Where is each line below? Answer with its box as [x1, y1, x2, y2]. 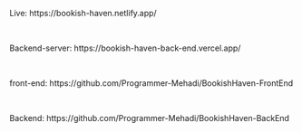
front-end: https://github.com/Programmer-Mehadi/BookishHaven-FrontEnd [9, 78, 294, 89]
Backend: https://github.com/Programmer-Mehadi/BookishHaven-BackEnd [9, 113, 290, 123]
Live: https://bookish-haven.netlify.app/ [9, 8, 157, 18]
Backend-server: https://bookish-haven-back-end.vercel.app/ [9, 42, 241, 53]
